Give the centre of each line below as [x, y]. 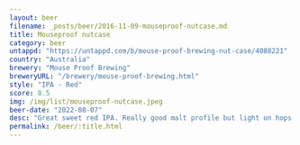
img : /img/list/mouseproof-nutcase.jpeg [86, 101]
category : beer [38, 43]
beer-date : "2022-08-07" [56, 110]
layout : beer [34, 18]
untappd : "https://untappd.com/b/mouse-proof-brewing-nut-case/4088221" [149, 51]
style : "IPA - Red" [46, 85]
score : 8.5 [30, 93]
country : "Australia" [50, 59]
